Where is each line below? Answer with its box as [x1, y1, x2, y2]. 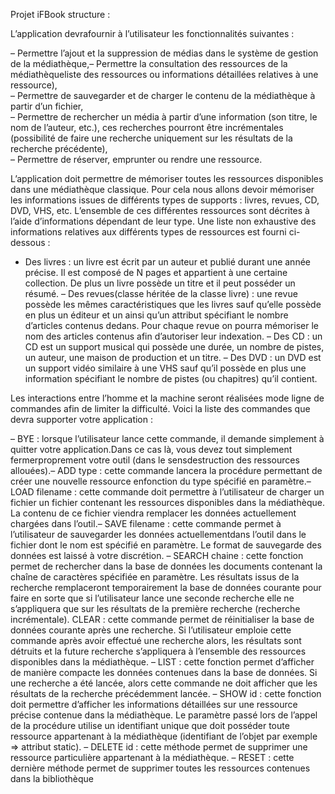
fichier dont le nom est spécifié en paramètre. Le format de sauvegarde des [10, 539, 322, 551]
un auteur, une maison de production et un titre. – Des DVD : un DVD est [24, 352, 322, 363]
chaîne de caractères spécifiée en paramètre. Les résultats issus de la [10, 571, 300, 583]
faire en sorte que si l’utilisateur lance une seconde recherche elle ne [10, 592, 295, 604]
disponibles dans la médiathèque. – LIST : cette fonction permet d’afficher [10, 656, 315, 668]
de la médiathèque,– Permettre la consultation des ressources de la [10, 58, 288, 69]
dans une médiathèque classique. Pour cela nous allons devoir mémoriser [10, 184, 315, 195]
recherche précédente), [10, 143, 108, 154]
